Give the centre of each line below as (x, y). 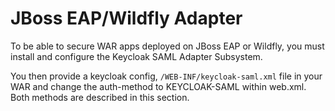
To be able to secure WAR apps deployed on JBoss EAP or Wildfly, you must (167, 46)
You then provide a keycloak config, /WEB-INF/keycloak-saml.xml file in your (166, 76)
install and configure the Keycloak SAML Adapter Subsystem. (136, 56)
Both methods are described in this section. (100, 97)
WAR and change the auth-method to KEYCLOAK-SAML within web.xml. (158, 86)
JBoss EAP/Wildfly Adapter (126, 18)
